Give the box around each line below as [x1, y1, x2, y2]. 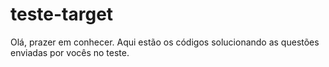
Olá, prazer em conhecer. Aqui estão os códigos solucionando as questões [10, 36, 320, 48]
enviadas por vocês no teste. [10, 46, 130, 58]
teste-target [10, 3, 114, 26]
